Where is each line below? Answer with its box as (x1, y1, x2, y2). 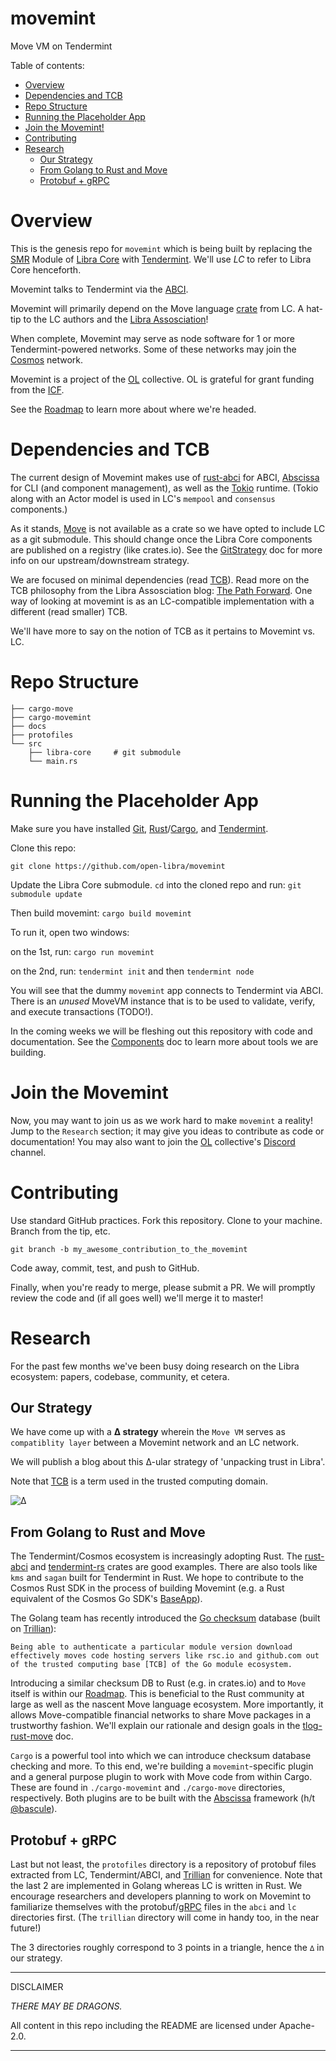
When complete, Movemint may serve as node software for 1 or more (10, 332, 295, 344)
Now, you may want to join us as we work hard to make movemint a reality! (10, 1114, 313, 1126)
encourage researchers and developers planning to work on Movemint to (10, 1890, 312, 1902)
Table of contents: (10, 59, 85, 71)
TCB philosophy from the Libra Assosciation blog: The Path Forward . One (10, 584, 313, 596)
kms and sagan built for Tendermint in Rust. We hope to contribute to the (10, 1572, 304, 1584)
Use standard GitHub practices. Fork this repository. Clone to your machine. (10, 1214, 323, 1226)
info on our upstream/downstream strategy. (10, 554, 190, 566)
